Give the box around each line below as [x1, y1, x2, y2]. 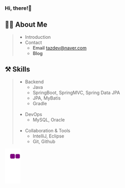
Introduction [25, 34, 51, 40]
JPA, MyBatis [32, 95, 61, 101]
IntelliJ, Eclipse [32, 133, 65, 139]
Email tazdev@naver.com [32, 44, 87, 51]
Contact [25, 39, 42, 45]
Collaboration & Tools [25, 127, 70, 133]
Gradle [32, 100, 47, 106]
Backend [25, 79, 44, 85]
